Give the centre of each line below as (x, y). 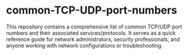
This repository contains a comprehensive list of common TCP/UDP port (94, 27)
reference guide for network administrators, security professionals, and (93, 39)
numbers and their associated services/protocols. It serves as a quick (91, 33)
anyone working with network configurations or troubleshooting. (85, 46)
